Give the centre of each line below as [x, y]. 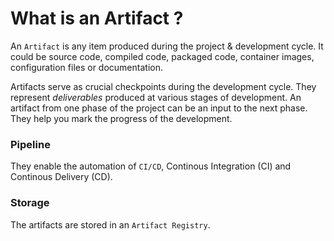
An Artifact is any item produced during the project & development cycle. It [167, 46]
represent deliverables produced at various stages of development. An [156, 97]
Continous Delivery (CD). [61, 177]
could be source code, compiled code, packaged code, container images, [162, 56]
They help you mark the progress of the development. [121, 118]
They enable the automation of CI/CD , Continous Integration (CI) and [151, 166]
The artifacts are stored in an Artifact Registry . [110, 224]
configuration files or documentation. [86, 67]
